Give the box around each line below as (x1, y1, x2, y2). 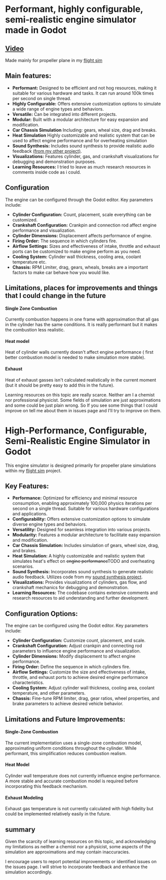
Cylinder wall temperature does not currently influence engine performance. (5, 772, 161, 778)
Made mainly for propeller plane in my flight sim (5, 57, 103, 63)
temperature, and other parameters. (12, 690, 86, 696)
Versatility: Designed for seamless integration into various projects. (12, 527, 151, 533)
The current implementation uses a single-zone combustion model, (5, 740, 142, 746)
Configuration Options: (5, 609, 78, 618)
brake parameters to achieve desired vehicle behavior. (12, 701, 124, 707)
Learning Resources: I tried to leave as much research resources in (12, 164, 151, 169)
